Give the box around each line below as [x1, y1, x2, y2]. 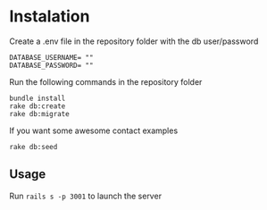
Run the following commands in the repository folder [9, 76, 203, 87]
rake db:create [9, 101, 66, 111]
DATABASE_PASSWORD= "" [9, 61, 94, 70]
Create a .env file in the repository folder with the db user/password [9, 36, 259, 46]
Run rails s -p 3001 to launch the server [9, 190, 163, 201]
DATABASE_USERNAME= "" [9, 53, 94, 62]
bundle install [9, 94, 66, 103]
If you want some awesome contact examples [9, 125, 179, 136]
